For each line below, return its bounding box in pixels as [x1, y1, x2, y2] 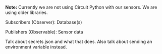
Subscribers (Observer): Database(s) [5, 19, 82, 25]
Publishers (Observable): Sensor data [5, 29, 83, 34]
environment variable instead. [5, 44, 67, 49]
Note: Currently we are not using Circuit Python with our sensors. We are [5, 4, 157, 10]
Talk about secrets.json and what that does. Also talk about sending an [5, 38, 152, 44]
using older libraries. [5, 9, 48, 15]
